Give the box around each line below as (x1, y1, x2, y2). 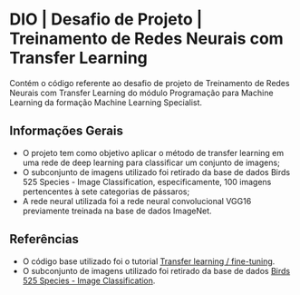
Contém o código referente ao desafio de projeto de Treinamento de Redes (9, 77, 290, 88)
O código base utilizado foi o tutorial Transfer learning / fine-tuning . (22, 255, 276, 267)
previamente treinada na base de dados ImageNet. (22, 205, 212, 216)
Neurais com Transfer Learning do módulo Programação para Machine (9, 87, 274, 98)
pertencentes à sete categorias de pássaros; (22, 186, 190, 197)
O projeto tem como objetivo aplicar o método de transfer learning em (22, 147, 285, 158)
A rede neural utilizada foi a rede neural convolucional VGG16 (22, 195, 252, 206)
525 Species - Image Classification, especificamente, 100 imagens (22, 176, 272, 187)
